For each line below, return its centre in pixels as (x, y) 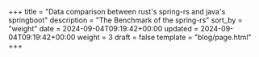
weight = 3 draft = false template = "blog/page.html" (164, 37)
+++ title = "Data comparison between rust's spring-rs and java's (117, 12)
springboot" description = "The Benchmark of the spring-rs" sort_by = (126, 20)
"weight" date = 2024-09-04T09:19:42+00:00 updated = (104, 28)
